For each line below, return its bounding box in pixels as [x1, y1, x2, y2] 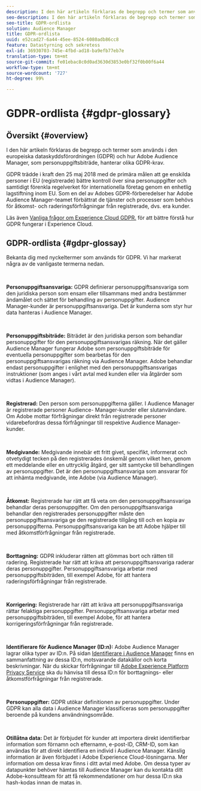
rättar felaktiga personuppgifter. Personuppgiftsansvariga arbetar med [6, 607, 179, 614]
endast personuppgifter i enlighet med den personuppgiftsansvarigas [6, 364, 178, 371]
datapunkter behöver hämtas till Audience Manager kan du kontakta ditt [6, 766, 183, 773]
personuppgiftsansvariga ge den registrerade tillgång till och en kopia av [6, 516, 185, 523]
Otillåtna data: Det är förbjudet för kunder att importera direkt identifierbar [6, 734, 190, 741]
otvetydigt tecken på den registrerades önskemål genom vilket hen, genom [6, 455, 191, 462]
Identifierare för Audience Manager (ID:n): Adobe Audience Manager [6, 643, 179, 650]
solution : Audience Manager [6, 25, 77, 32]
